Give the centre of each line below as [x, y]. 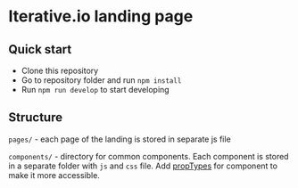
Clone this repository [60, 70]
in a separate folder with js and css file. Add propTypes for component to [143, 166]
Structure [36, 118]
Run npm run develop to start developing [95, 90]
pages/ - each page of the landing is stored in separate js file [120, 139]
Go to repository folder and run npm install [101, 80]
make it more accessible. [54, 175]
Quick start [40, 49]
